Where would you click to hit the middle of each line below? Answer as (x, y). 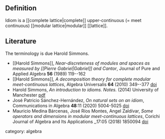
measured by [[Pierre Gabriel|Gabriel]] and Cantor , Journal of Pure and (86, 68)
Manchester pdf (29, 95)
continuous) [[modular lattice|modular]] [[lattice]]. (56, 25)
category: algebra (23, 131)
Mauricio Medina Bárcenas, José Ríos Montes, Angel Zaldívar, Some (83, 111)
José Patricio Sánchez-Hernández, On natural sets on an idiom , (78, 100)
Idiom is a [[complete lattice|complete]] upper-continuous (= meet (73, 20)
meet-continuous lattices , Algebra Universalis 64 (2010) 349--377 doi (84, 84)
